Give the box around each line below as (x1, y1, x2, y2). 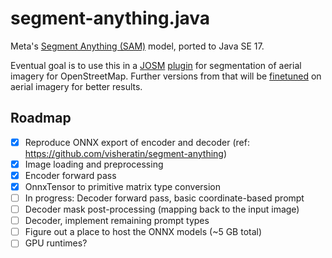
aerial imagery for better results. (10, 80, 143, 92)
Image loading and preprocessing (24, 158, 164, 170)
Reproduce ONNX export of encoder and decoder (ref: (24, 136, 250, 148)
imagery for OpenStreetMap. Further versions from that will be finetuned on (10, 70, 322, 82)
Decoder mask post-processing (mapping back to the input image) (24, 203, 300, 216)
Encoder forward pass (24, 169, 117, 181)
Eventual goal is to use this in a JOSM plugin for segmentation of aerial (10, 59, 302, 71)
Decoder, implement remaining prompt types (24, 215, 210, 227)
